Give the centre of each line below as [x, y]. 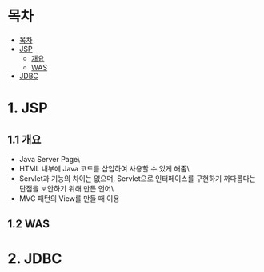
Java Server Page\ [50, 159]
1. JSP [28, 108]
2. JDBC [35, 258]
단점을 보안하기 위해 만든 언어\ [66, 188]
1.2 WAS [28, 224]
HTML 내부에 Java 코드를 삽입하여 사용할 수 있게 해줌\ [104, 168]
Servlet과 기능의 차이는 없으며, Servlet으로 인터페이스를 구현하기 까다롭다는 [138, 178]
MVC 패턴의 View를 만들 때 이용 [69, 198]
